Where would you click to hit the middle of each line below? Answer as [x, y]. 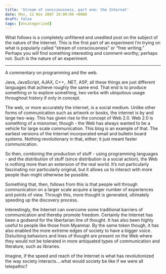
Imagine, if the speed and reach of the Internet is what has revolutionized [80, 256]
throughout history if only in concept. [43, 98]
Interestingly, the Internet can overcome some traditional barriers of [74, 210]
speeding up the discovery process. [42, 200]
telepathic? [17, 267]
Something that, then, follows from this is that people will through [71, 184]
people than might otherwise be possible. [47, 175]
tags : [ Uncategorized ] [28, 23]
